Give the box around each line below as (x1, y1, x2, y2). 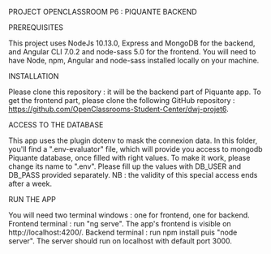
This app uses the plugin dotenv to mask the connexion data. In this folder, (8, 136, 258, 145)
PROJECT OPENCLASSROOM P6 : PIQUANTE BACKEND (8, 7, 197, 16)
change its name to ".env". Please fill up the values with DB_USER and (8, 161, 242, 171)
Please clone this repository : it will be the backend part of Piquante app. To (8, 87, 262, 97)
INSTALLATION (8, 71, 59, 80)
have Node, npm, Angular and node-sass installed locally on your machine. (8, 56, 260, 65)
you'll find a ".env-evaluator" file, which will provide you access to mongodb (8, 144, 263, 153)
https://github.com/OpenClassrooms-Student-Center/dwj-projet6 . (8, 105, 229, 114)
